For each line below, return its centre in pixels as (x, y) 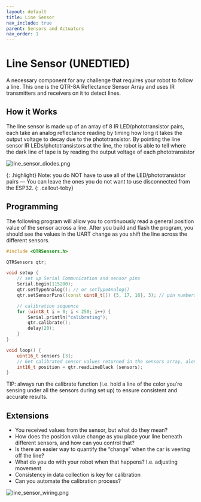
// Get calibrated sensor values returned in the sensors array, (100, 361)
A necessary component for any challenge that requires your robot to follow (100, 80)
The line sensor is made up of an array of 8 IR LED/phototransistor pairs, (95, 126)
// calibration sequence (48, 306)
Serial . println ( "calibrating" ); (68, 317)
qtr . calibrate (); (49, 323)
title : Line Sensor (31, 17)
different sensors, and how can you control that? (74, 443)
